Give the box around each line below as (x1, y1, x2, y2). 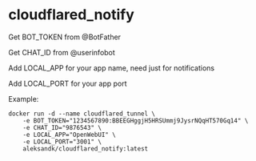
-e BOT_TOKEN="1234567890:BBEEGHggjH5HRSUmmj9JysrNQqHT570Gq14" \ (22, 116, 249, 125)
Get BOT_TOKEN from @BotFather (8, 32, 122, 42)
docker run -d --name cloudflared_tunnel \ (8, 110, 156, 118)
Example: (8, 94, 39, 103)
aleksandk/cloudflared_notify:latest (22, 144, 149, 153)
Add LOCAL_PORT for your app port (8, 78, 127, 88)
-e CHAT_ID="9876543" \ (22, 123, 102, 131)
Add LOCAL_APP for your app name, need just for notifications (8, 62, 214, 73)
